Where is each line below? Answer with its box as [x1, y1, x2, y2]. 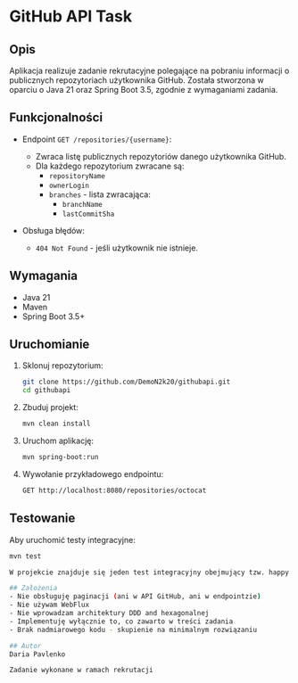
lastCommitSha [62, 210, 115, 218]
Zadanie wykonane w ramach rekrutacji [9, 666, 153, 675]
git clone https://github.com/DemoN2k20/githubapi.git [21, 377, 231, 387]
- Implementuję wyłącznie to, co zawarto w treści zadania [9, 617, 234, 626]
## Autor [9, 641, 42, 650]
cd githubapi [21, 386, 71, 395]
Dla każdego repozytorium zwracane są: [35, 160, 185, 171]
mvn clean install [21, 419, 91, 429]
